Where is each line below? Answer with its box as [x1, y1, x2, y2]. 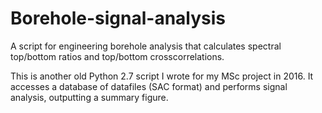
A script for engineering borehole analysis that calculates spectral [10, 40, 282, 52]
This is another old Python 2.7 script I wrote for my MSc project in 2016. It [10, 70, 314, 82]
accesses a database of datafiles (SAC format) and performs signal [10, 80, 288, 92]
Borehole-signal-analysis [10, 7, 227, 30]
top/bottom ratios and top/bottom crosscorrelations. [10, 50, 225, 62]
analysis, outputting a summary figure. [10, 91, 169, 103]
